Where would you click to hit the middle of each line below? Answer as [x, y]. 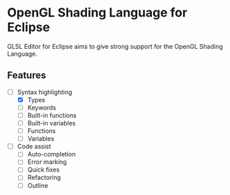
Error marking [47, 162]
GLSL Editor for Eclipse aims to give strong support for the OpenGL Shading [115, 46]
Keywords [42, 107]
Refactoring [44, 178]
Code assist [34, 147]
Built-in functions [52, 115]
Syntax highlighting [45, 92]
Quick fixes [44, 170]
